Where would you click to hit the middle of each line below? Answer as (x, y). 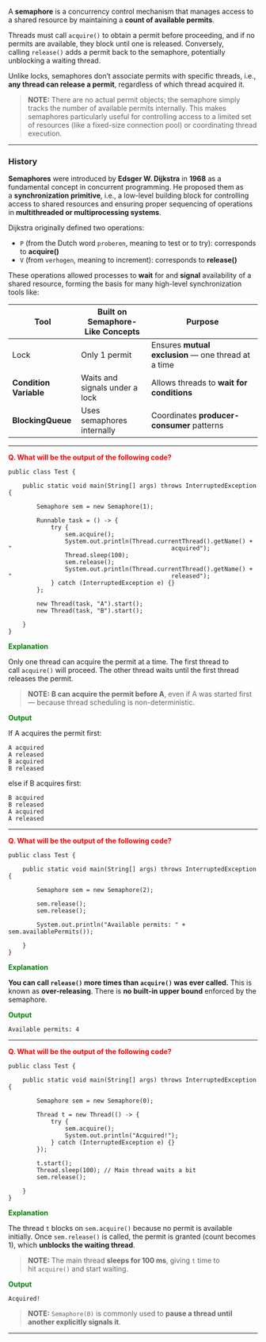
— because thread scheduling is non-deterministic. (111, 702)
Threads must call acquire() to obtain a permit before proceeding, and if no (131, 35)
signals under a (110, 388)
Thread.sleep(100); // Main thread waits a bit (116, 1171)
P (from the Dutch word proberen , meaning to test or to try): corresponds (138, 243)
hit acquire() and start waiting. (78, 1269)
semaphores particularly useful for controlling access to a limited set (139, 117)
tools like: (24, 292)
